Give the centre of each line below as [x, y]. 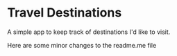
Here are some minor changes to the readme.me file [82, 45]
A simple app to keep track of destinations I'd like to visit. [89, 32]
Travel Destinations [65, 13]
